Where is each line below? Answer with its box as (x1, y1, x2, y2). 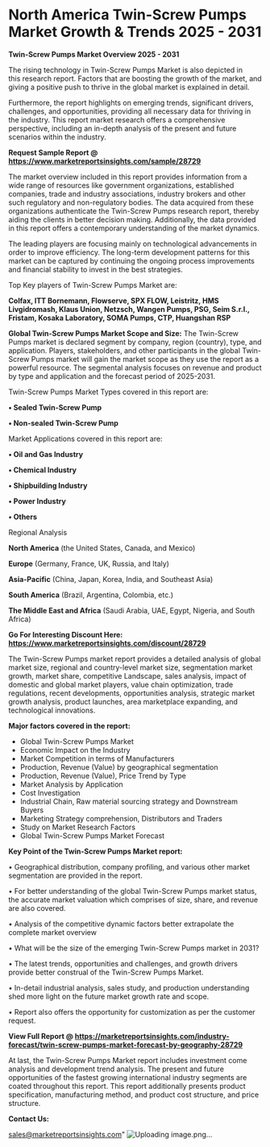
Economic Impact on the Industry (19, 745, 131, 754)
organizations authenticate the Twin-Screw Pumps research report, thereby (8, 206, 260, 215)
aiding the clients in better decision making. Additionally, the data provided (8, 214, 256, 224)
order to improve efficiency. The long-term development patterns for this (8, 247, 250, 257)
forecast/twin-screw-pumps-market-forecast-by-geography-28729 (8, 1040, 243, 1049)
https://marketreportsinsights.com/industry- (74, 1031, 230, 1041)
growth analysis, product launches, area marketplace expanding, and (8, 696, 238, 706)
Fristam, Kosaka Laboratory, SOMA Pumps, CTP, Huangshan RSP (8, 313, 231, 322)
